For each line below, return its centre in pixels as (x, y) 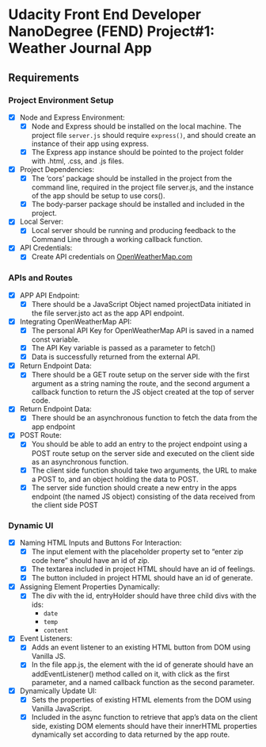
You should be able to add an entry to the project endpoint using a (139, 444)
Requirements (44, 77)
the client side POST (65, 504)
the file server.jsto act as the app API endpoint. (108, 313)
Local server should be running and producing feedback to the (133, 231)
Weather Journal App (80, 48)
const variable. (56, 339)
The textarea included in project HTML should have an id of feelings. (143, 569)
